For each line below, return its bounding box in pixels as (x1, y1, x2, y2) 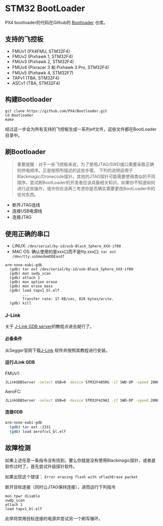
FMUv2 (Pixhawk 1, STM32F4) (12, 53, 73, 59)
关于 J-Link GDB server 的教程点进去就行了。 (5, 323, 95, 330)
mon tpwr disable (5, 494, 40, 499)
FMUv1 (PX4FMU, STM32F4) (12, 48, 70, 54)
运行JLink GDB (5, 359, 35, 365)
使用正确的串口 (5, 230, 50, 238)
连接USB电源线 (12, 208, 43, 214)
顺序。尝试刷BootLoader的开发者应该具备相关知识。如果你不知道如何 (16, 180, 155, 186)
